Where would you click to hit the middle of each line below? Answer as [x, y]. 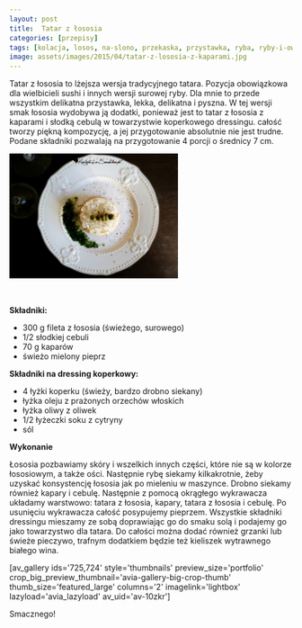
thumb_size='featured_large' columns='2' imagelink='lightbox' [125, 587]
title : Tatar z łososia [56, 28]
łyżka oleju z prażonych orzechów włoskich [103, 401]
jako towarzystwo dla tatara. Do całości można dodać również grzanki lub [146, 532]
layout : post [34, 19]
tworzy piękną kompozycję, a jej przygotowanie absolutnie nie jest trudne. [147, 131]
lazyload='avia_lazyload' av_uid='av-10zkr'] [90, 597]
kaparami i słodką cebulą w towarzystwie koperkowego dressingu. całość [146, 122]
